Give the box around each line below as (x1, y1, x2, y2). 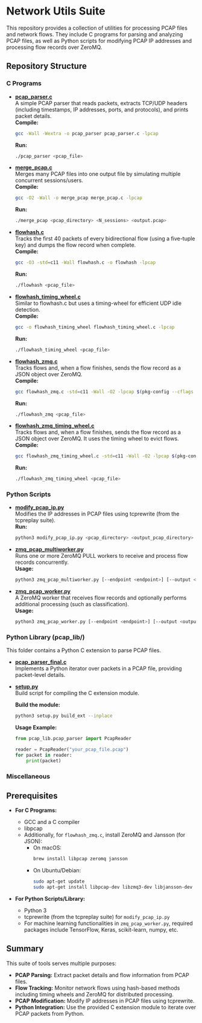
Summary (6, 944, 44, 954)
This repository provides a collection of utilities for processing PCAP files (6, 24, 188, 31)
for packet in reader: (14, 752, 72, 758)
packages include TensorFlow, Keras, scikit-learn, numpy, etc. (24, 926, 178, 933)
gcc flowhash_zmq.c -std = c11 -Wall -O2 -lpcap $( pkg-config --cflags (14, 388, 194, 394)
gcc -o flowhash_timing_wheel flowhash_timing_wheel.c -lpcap (14, 324, 175, 330)
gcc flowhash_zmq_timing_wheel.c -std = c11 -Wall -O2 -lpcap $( (14, 453, 178, 459)
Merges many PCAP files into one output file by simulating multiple (14, 171, 181, 178)
